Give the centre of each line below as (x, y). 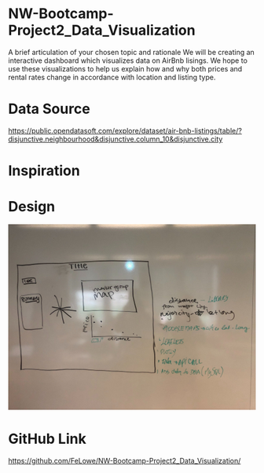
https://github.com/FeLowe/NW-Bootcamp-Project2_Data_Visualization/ (125, 460)
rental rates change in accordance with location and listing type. (112, 77)
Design (32, 207)
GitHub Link (47, 439)
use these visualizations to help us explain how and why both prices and (125, 68)
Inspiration (44, 171)
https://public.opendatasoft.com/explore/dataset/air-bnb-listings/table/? (125, 130)
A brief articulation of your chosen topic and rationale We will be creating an (132, 52)
